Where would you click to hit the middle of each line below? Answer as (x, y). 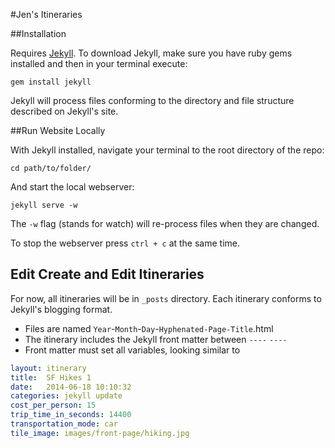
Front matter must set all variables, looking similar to (132, 350)
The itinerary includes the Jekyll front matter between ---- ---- (156, 339)
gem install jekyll (51, 82)
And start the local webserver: (72, 187)
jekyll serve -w (44, 205)
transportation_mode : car (64, 424)
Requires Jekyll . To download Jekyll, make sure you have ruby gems (151, 53)
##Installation (38, 33)
